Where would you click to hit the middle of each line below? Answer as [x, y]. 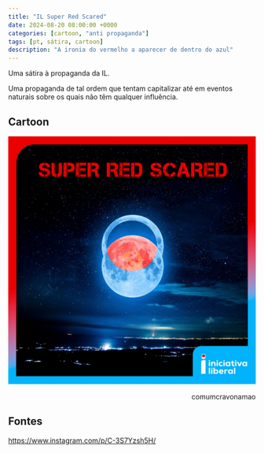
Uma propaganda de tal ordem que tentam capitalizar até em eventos [121, 89]
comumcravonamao [224, 396]
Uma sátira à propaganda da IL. [59, 73]
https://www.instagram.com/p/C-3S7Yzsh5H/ [82, 440]
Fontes [26, 421]
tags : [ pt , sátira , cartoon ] [56, 42]
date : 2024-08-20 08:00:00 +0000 [63, 25]
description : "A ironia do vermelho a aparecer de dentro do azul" [121, 50]
